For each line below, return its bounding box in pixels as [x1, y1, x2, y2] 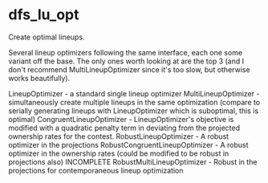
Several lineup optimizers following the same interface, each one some [8, 47, 243, 57]
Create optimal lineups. [8, 32, 85, 42]
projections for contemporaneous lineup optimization [8, 165, 184, 175]
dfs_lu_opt [8, 6, 79, 24]
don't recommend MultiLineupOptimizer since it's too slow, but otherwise [8, 64, 250, 74]
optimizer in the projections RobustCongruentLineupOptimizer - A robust [8, 140, 249, 149]
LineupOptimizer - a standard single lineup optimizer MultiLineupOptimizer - [8, 88, 260, 98]
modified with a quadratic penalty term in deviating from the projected [8, 123, 241, 132]
